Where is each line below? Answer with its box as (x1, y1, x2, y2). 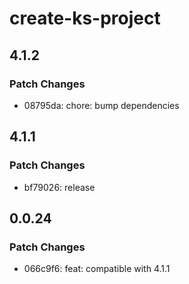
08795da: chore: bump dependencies (23, 99, 180, 111)
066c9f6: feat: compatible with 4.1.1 (23, 263, 171, 275)
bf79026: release (23, 181, 96, 193)
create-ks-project (9, 7, 161, 30)
